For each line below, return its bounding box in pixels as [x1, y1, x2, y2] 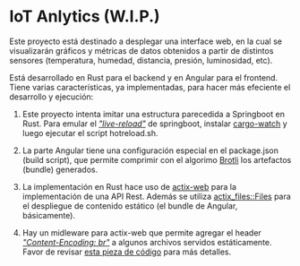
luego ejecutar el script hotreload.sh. [21, 127, 159, 138]
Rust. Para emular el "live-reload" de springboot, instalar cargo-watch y [21, 118, 288, 129]
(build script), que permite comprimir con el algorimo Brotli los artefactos [21, 154, 292, 165]
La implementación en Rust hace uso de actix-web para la [21, 181, 237, 192]
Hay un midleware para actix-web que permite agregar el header [21, 227, 261, 238]
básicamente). [21, 210, 76, 220]
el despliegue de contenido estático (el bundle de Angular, [21, 200, 238, 211]
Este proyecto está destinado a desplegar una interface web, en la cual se [9, 36, 282, 47]
